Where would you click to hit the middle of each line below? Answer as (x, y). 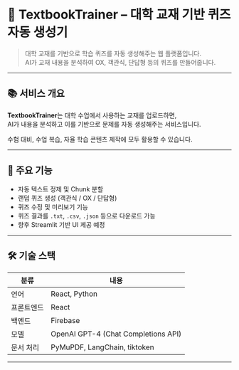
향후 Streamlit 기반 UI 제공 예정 (61, 224)
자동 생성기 (38, 32)
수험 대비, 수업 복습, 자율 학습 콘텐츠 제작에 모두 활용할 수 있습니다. (100, 139)
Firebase (65, 321)
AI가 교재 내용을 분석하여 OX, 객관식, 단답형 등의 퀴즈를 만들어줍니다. (120, 62)
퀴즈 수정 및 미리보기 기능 (53, 206)
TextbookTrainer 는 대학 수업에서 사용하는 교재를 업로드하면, (92, 115)
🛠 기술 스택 (31, 256)
